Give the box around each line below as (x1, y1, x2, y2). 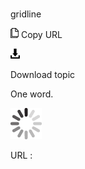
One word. (10, 88, 54, 100)
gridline (10, 8, 42, 20)
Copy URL (20, 29, 63, 41)
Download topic (10, 69, 76, 81)
